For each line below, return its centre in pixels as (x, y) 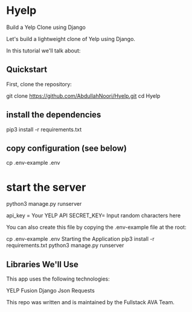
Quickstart (27, 70)
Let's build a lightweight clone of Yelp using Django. (71, 39)
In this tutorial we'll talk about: (43, 50)
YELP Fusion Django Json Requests (50, 291)
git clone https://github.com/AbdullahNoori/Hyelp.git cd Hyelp (83, 96)
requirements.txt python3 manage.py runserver (65, 246)
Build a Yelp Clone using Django (46, 27)
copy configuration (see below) (66, 148)
